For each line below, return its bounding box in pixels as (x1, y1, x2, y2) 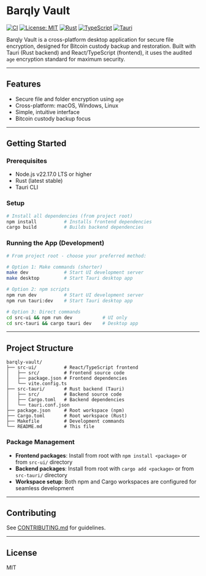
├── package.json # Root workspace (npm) (6, 407, 124, 414)
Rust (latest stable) (15, 177, 63, 185)
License (6, 547, 37, 558)
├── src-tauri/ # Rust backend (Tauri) (6, 386, 124, 393)
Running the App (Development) (6, 239, 105, 247)
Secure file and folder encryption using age (15, 95, 124, 102)
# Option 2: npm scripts (6, 286, 70, 293)
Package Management (6, 438, 75, 447)
